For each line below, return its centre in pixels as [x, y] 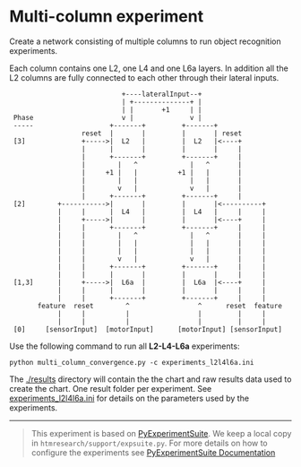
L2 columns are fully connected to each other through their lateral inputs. [144, 77]
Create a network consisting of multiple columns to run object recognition [145, 41]
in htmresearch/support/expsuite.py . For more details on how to [150, 443]
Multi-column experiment [107, 17]
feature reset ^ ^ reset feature [159, 306]
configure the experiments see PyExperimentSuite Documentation [153, 452]
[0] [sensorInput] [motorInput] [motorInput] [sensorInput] [147, 329]
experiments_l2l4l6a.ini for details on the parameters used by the [129, 398]
